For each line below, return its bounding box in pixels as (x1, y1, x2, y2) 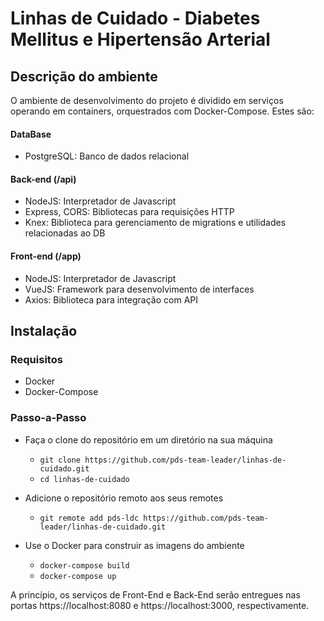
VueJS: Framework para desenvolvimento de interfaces (24, 283, 255, 295)
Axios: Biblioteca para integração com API (24, 293, 198, 306)
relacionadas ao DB (24, 227, 106, 239)
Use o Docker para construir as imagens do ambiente (24, 539, 245, 551)
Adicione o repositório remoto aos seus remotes (24, 492, 224, 504)
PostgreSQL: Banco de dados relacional (24, 150, 190, 162)
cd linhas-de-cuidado (39, 474, 130, 484)
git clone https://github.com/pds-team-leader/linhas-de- (39, 455, 287, 465)
